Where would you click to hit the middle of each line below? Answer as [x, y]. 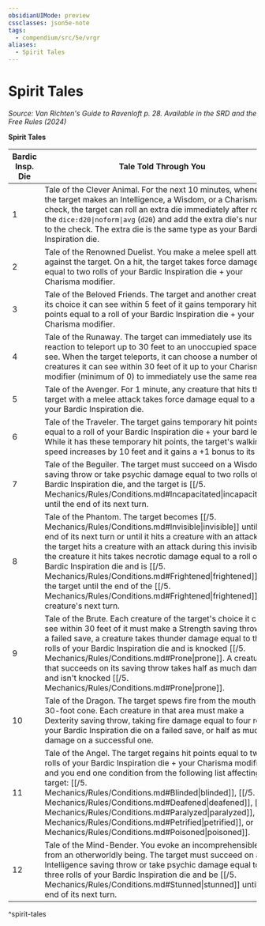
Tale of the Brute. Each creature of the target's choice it [147, 618]
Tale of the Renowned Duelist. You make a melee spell [144, 251]
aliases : [22, 45]
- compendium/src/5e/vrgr [58, 38]
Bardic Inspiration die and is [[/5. [105, 566]
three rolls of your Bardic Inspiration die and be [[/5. [140, 875]
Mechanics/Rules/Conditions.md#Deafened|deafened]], [149, 802]
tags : [17, 30]
